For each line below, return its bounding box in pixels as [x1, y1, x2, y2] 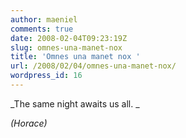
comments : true [10, 24, 74, 34]
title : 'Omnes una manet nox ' [10, 52, 141, 62]
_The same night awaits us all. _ [10, 97, 140, 110]
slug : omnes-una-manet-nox [10, 42, 123, 53]
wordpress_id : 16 [10, 71, 83, 81]
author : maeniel [10, 14, 78, 25]
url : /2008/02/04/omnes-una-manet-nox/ [10, 61, 177, 71]
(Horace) [10, 117, 48, 129]
